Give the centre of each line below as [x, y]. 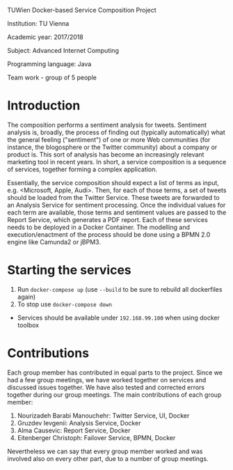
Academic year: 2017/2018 [45, 37]
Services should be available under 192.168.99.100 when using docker [119, 318]
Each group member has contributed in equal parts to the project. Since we [115, 373]
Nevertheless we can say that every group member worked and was [105, 451]
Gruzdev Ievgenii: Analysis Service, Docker [79, 423]
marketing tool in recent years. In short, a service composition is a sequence [117, 162]
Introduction [44, 105]
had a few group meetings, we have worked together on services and [107, 379]
